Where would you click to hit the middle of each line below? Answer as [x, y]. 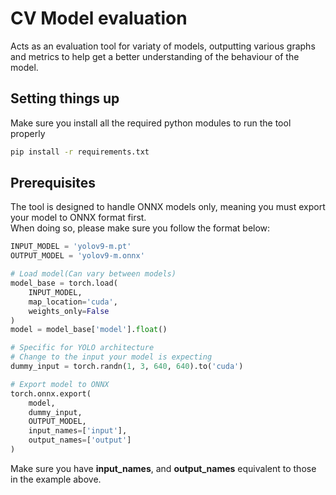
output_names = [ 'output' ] [80, 440]
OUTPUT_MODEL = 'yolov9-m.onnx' [77, 256]
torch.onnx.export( [51, 393]
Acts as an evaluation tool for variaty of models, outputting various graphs [163, 46]
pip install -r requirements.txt [80, 152]
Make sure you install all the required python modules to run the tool [151, 123]
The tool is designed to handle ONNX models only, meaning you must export [168, 207]
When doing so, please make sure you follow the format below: [140, 228]
